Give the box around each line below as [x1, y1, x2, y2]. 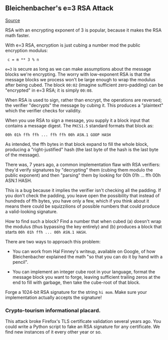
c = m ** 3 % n [7, 57, 39, 62]
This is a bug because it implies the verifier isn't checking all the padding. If [5, 187, 161, 193]
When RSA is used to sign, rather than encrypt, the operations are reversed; [5, 97, 162, 103]
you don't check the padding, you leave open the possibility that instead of [5, 193, 160, 199]
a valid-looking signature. [5, 208, 58, 215]
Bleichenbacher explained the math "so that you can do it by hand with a [12, 253, 163, 260]
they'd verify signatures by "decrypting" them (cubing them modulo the [5, 166, 153, 173]
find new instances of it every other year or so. [5, 329, 102, 335]
